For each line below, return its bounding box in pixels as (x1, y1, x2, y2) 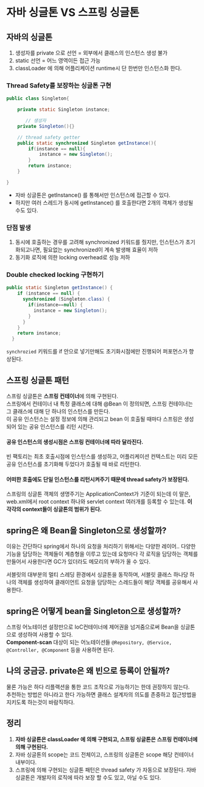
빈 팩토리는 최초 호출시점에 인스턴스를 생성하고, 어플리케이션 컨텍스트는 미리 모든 (6, 453, 199, 460)
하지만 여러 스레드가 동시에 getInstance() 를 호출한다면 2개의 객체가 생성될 (15, 199, 194, 206)
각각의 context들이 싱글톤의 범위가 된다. (6, 506, 102, 513)
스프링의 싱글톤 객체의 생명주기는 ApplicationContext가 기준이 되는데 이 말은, (6, 490, 191, 498)
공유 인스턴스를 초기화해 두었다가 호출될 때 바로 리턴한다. (6, 460, 141, 468)
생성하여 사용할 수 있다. (17, 630, 73, 638)
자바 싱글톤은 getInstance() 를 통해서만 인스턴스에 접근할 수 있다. (15, 191, 171, 199)
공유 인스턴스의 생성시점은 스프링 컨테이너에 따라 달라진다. (6, 438, 144, 445)
